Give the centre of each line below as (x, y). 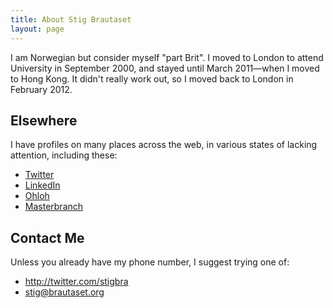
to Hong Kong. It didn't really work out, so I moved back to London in (152, 78)
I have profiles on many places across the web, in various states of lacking (164, 145)
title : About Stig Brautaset (71, 19)
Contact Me (47, 237)
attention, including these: (64, 155)
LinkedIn (42, 185)
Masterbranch (54, 207)
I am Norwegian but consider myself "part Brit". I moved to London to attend (167, 57)
